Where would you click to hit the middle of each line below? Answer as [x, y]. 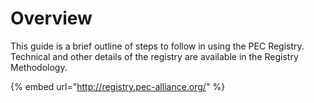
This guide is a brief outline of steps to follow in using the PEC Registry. [157, 46]
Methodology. [39, 67]
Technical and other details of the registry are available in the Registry [154, 56]
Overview [51, 18]
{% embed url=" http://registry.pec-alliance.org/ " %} [118, 86]
